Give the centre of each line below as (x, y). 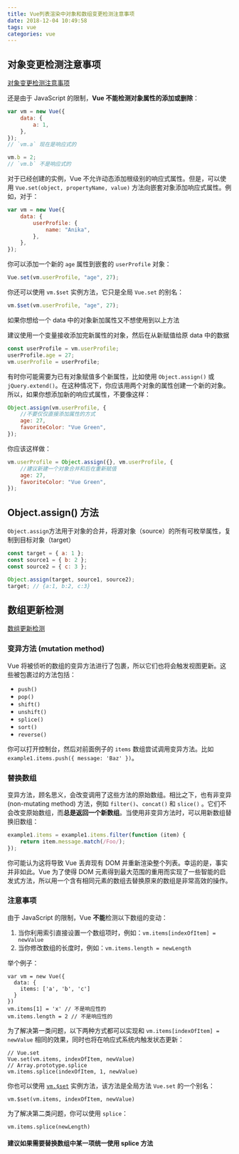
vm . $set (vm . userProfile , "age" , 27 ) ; (63, 306)
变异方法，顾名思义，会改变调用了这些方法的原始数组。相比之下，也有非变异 (119, 794)
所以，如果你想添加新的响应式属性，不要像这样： (79, 394)
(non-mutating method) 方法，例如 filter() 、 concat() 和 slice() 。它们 (114, 803)
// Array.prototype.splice (47, 1065)
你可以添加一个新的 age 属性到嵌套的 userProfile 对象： (89, 264)
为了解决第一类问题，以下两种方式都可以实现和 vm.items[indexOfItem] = (113, 1030)
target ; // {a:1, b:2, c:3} (49, 586)
